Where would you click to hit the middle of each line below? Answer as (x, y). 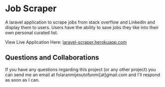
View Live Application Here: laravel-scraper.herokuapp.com (66, 42)
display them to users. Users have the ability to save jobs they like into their (82, 27)
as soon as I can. (22, 80)
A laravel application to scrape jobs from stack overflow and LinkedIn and (80, 22)
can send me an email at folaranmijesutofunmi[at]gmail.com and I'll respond (82, 75)
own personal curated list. (32, 32)
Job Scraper (31, 9)
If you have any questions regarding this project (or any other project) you (81, 69)
